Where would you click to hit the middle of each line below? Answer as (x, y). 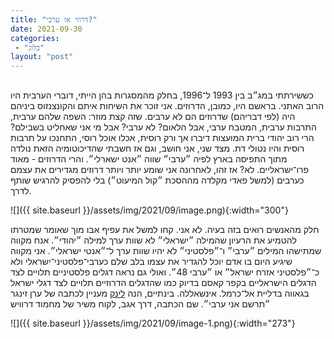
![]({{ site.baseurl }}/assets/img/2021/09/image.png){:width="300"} (149, 210)
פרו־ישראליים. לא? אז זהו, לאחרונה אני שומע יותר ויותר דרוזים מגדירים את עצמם (160, 169)
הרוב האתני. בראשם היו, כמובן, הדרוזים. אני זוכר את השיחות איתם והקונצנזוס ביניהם (167, 105)
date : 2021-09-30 (46, 29)
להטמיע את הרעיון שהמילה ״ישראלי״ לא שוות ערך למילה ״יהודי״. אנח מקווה (153, 240)
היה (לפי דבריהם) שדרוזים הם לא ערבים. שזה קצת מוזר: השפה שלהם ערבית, (153, 116)
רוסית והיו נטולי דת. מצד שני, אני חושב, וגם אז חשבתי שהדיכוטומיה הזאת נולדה (157, 148)
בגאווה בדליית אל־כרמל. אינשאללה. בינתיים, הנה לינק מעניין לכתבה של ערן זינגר (160, 293)
